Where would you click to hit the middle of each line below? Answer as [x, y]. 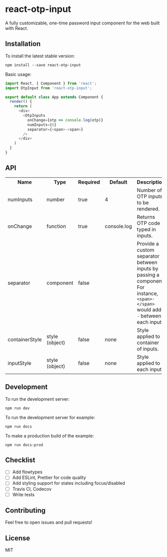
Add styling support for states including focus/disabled [69, 483]
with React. [17, 28]
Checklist [20, 460]
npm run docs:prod [24, 445]
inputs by [147, 268]
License [18, 538]
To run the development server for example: [50, 417]
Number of [149, 190]
